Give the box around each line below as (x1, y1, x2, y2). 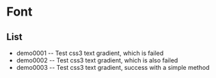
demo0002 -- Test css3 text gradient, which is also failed (16, 56, 178, 64)
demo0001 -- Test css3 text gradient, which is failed (16, 49, 164, 57)
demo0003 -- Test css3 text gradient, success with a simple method (16, 64, 210, 71)
